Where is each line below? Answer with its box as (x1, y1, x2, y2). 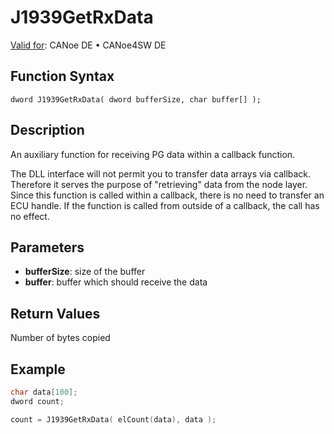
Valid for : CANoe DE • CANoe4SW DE (10, 39, 167, 51)
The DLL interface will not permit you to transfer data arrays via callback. (10, 167, 312, 180)
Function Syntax (10, 68, 115, 85)
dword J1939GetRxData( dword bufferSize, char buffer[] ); (10, 94, 262, 105)
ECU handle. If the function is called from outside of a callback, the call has (10, 199, 320, 211)
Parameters (10, 239, 85, 256)
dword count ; (10, 396, 65, 406)
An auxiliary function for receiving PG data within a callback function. (10, 148, 296, 160)
